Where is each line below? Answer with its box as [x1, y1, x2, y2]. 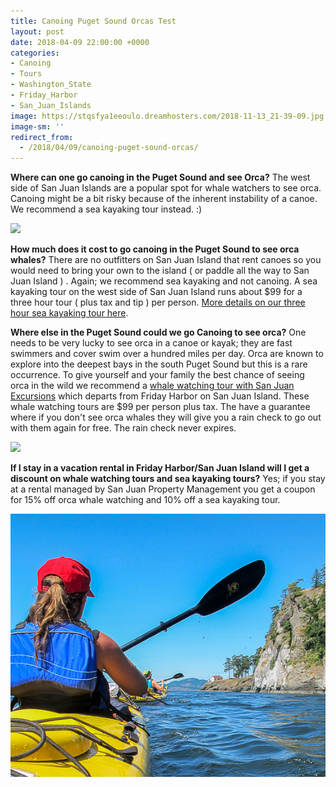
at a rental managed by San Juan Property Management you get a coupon [10, 483, 316, 495]
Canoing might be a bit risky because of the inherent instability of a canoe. [10, 193, 318, 205]
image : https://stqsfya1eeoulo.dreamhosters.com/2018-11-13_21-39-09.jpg [10, 111, 325, 121]
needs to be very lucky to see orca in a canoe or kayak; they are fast [10, 337, 293, 349]
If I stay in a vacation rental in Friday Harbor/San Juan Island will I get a [10, 462, 310, 474]
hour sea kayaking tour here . [10, 307, 129, 319]
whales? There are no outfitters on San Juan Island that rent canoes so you [10, 254, 322, 266]
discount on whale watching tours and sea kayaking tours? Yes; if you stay [10, 473, 326, 485]
